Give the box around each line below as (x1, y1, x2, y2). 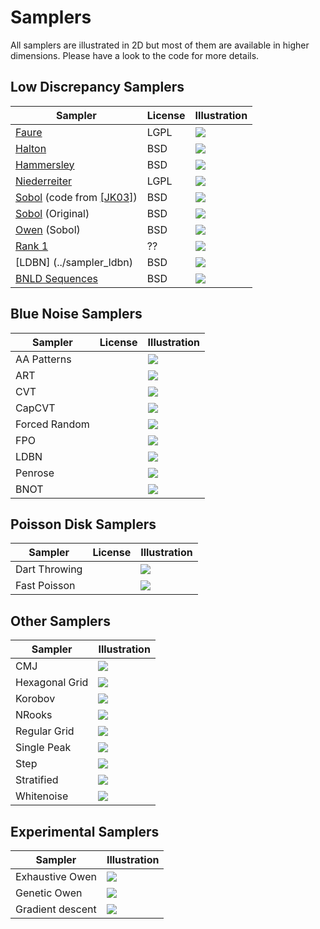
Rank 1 (15, 239, 49, 253)
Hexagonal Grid (15, 676, 89, 690)
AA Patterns (15, 352, 72, 366)
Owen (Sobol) (15, 222, 81, 236)
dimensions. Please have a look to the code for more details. (10, 49, 260, 61)
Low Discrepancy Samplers (10, 79, 185, 96)
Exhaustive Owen (15, 870, 97, 883)
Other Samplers (10, 612, 111, 630)
